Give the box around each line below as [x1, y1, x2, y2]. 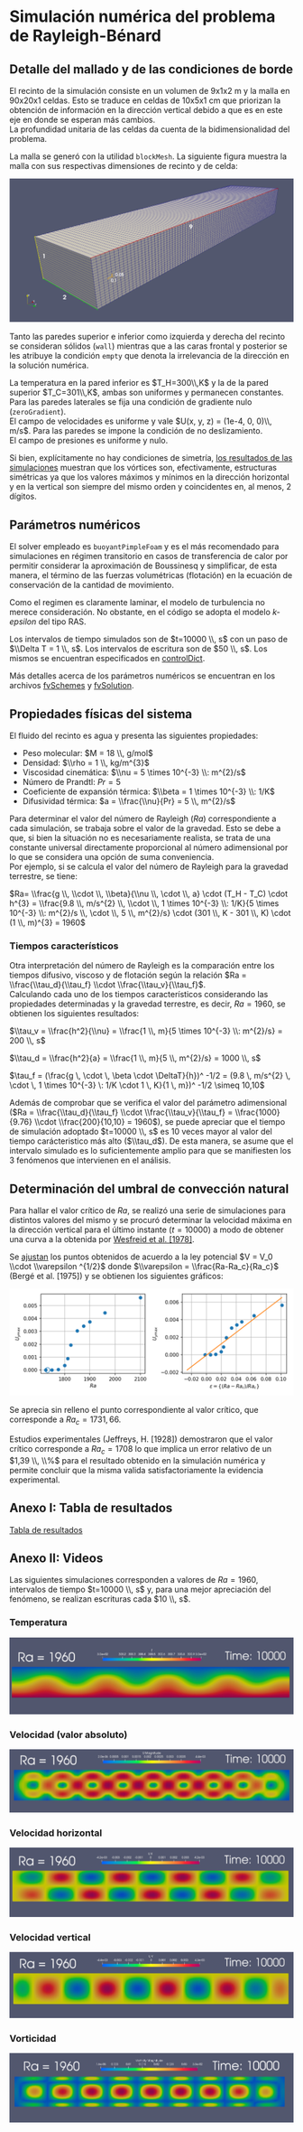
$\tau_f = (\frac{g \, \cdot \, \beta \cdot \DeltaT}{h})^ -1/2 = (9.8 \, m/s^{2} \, [9, 1071, 291, 1081]
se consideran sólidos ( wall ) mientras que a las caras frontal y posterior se [9, 341, 289, 351]
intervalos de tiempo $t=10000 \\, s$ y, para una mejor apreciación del [9, 1584, 271, 1595]
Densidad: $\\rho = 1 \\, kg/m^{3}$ [22, 757, 151, 769]
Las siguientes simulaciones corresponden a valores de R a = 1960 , [9, 1575, 259, 1585]
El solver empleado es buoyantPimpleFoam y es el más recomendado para [9, 541, 280, 552]
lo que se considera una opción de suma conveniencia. [9, 852, 215, 863]
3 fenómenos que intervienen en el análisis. [9, 1155, 171, 1166]
